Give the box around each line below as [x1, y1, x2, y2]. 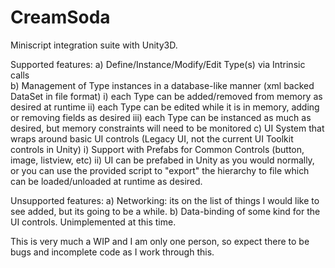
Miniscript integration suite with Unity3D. [10, 39, 178, 51]
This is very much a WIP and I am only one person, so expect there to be [10, 235, 310, 247]
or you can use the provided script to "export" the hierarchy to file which [10, 164, 310, 176]
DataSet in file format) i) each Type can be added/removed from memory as [10, 90, 323, 102]
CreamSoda [10, 6, 111, 29]
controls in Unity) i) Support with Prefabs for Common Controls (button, [10, 143, 305, 155]
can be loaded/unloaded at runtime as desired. [10, 175, 203, 187]
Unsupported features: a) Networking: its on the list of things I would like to [10, 194, 320, 206]
